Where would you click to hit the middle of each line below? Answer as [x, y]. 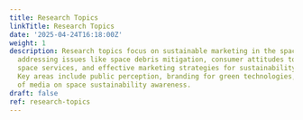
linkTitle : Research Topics [62, 26]
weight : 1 [28, 43]
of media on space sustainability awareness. [105, 85]
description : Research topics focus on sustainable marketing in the [143, 51]
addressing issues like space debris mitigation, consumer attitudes [151, 60]
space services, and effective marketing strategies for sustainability [157, 69]
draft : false [34, 93]
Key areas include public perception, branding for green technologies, [157, 77]
